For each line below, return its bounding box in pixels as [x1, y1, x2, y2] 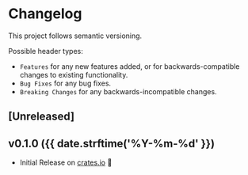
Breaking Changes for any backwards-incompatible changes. [19, 86, 217, 96]
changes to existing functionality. [19, 70, 128, 79]
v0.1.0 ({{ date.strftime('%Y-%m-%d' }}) [8, 136, 216, 150]
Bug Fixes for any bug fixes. [19, 78, 112, 88]
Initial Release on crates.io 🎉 [19, 158, 113, 167]
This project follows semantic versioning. [8, 31, 143, 40]
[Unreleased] [8, 110, 75, 124]
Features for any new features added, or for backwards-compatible [19, 61, 240, 71]
